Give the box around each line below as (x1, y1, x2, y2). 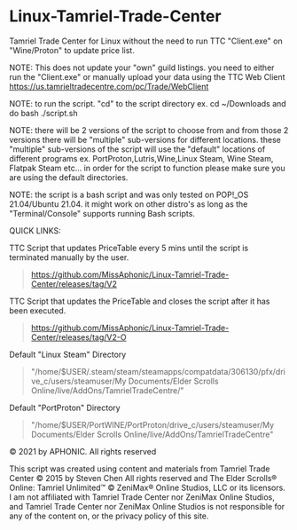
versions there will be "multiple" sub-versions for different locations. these (9, 134, 281, 145)
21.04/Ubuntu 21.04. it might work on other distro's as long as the (9, 198, 248, 210)
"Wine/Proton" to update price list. (9, 44, 135, 55)
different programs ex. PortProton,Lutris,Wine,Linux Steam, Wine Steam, (9, 153, 274, 163)
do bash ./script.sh (9, 107, 78, 118)
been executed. (9, 305, 66, 316)
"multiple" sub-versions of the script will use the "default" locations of (9, 144, 266, 154)
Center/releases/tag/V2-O (30, 331, 127, 343)
